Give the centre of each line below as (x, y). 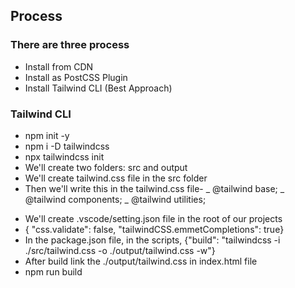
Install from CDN (59, 66)
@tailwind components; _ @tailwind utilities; (115, 199)
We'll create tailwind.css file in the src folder (116, 178)
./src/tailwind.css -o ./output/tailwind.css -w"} (120, 250)
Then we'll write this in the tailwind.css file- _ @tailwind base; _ (154, 188)
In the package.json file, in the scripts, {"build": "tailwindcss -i (152, 240)
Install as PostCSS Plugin (76, 77)
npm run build (53, 271)
